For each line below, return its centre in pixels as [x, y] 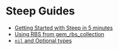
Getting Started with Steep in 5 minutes [63, 28]
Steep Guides [40, 11]
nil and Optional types [43, 40]
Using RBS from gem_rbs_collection [59, 34]
